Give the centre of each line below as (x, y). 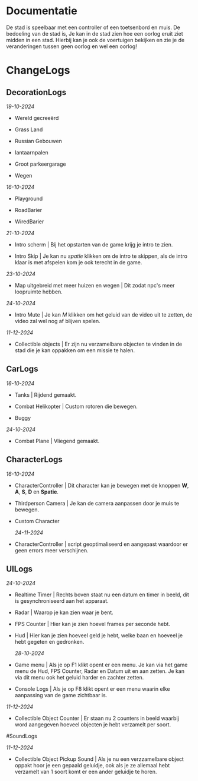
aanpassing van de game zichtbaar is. (61, 695)
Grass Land (29, 129)
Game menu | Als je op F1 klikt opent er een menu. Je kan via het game (101, 665)
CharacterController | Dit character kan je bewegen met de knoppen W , (102, 485)
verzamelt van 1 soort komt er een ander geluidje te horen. (86, 772)
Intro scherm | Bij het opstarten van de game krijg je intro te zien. (94, 244)
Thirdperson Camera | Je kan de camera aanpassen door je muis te (97, 503)
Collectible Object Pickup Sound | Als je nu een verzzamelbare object (99, 759)
